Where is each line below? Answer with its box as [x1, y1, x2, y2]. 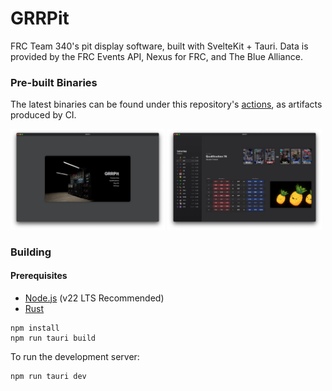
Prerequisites [10, 270, 68, 282]
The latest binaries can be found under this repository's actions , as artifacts [10, 98, 323, 111]
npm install [10, 323, 60, 333]
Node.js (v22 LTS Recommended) [24, 292, 165, 304]
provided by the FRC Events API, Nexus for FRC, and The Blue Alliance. [10, 50, 303, 62]
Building [10, 245, 52, 259]
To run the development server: [10, 350, 140, 362]
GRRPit [10, 7, 70, 30]
